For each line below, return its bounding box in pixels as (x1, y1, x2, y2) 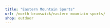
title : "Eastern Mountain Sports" (5, 7, 75, 12)
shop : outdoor (5, 16, 34, 20)
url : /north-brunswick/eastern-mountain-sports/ (5, 11, 106, 16)
